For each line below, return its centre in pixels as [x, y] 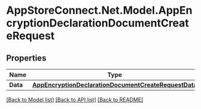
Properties [26, 58]
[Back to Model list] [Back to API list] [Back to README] [75, 100]
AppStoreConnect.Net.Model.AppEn [99, 10]
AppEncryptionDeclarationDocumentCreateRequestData [115, 85]
